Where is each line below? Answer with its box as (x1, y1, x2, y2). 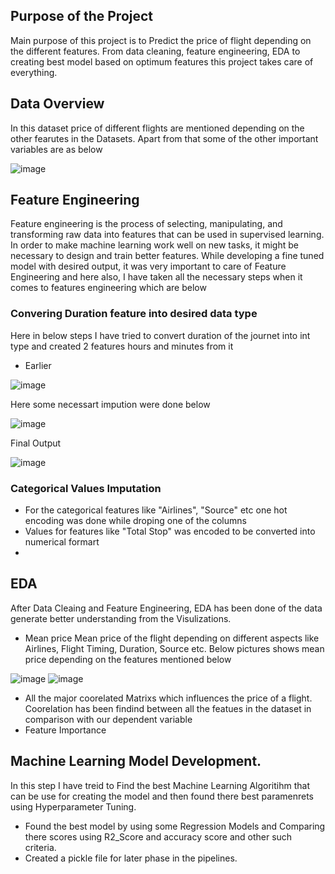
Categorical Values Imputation (10, 481, 162, 495)
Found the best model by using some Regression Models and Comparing (24, 820, 326, 832)
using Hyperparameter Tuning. (10, 800, 137, 813)
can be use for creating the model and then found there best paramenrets (10, 790, 314, 802)
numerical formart (24, 536, 100, 548)
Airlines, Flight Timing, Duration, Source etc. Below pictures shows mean (24, 642, 325, 654)
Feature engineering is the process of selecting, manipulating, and (10, 218, 283, 230)
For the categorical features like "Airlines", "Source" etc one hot (24, 504, 288, 516)
